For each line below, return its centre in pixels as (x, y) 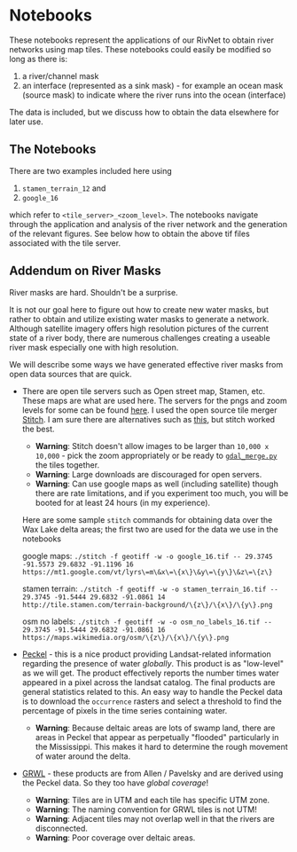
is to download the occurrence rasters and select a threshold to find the (152, 701)
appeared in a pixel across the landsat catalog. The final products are (148, 682)
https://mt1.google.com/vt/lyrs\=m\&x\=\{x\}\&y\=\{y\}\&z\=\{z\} (147, 572)
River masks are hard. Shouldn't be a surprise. (94, 292)
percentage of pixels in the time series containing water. (125, 710)
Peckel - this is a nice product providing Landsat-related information (147, 654)
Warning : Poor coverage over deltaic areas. (115, 837)
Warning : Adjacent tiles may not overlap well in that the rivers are (155, 818)
